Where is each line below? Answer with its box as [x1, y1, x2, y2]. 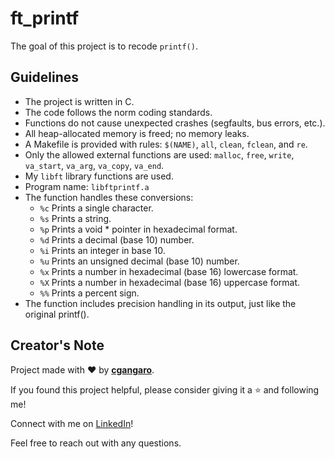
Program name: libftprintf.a [24, 180, 150, 192]
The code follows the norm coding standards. [24, 106, 213, 118]
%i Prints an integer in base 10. [39, 244, 166, 256]
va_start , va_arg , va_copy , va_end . [24, 159, 165, 171]
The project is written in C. [24, 95, 135, 107]
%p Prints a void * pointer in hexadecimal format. [39, 223, 238, 235]
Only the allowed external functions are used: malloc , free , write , [24, 148, 295, 161]
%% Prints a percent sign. [39, 287, 140, 299]
